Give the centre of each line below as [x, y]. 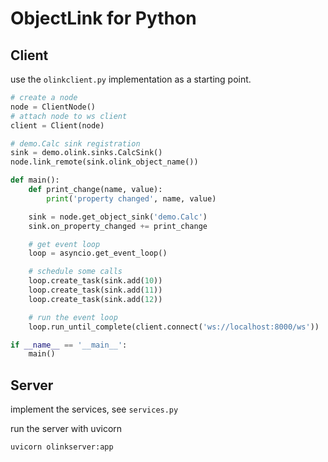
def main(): [35, 180]
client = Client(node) [57, 125]
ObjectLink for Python [103, 18]
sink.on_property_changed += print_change [118, 226]
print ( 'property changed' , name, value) [131, 198]
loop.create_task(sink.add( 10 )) [95, 281]
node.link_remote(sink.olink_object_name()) [104, 162]
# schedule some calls [75, 272]
